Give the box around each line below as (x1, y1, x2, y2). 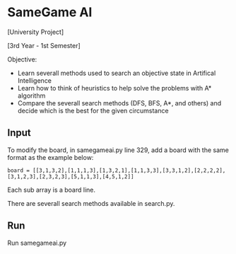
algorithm (17, 91, 46, 100)
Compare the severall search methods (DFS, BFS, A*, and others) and (17, 98, 222, 107)
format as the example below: (7, 153, 94, 161)
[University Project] (7, 28, 64, 36)
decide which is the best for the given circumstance (17, 106, 169, 115)
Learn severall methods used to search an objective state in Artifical (17, 69, 216, 77)
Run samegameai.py (7, 238, 67, 247)
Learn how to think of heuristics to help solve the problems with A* (17, 83, 212, 92)
